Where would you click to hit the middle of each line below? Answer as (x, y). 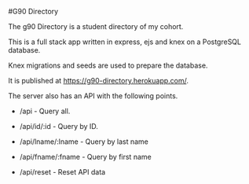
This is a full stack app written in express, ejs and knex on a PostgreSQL (125, 42)
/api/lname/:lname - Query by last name (84, 142)
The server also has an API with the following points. (93, 96)
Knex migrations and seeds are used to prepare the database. (108, 65)
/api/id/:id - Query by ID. (59, 126)
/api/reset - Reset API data (62, 172)
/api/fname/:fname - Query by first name (85, 157)
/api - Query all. (45, 111)
